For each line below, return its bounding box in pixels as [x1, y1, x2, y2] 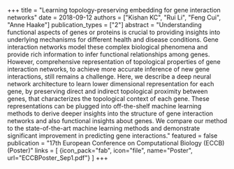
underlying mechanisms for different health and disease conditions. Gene [7, 35, 219, 44]
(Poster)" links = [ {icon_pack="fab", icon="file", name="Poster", [7, 146, 193, 154]
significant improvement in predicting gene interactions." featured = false [7, 131, 218, 140]
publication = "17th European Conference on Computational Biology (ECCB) [7, 139, 225, 147]
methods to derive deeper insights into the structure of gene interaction [7, 109, 214, 118]
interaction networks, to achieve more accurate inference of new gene [7, 65, 210, 73]
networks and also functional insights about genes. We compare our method [7, 117, 228, 124]
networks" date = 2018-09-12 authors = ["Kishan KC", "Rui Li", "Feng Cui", [7, 13, 221, 22]
